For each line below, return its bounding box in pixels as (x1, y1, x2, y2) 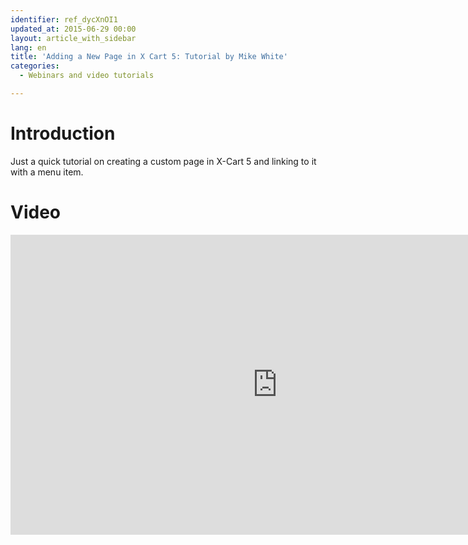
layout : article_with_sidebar (10, 33, 137, 43)
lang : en (10, 42, 47, 53)
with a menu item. (10, 166, 84, 178)
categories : (10, 61, 60, 71)
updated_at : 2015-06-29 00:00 (10, 24, 137, 34)
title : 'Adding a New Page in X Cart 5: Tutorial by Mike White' (10, 52, 288, 62)
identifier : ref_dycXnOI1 (10, 14, 118, 25)
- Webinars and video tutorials (19, 71, 155, 81)
